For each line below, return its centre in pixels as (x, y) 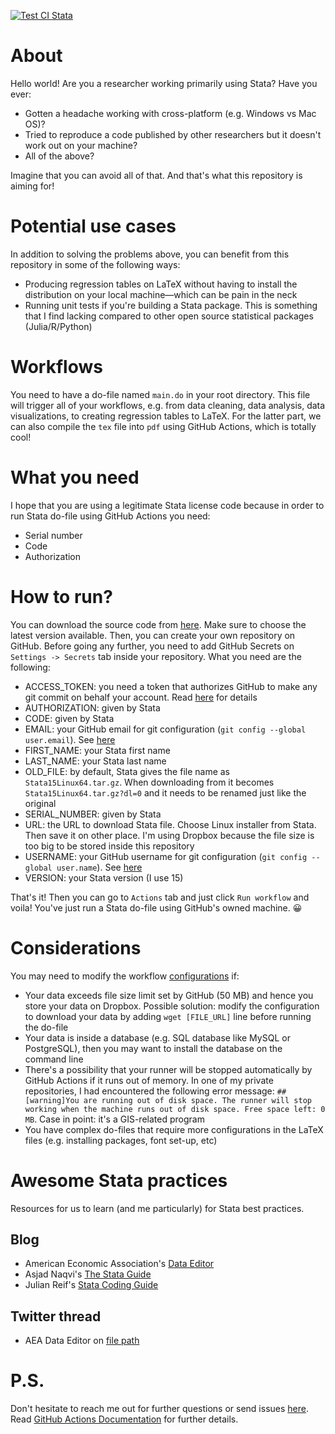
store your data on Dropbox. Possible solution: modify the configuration (172, 1006)
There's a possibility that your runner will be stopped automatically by (168, 1069)
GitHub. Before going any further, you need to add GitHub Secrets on (152, 646)
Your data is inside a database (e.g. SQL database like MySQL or (157, 1037)
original (40, 803)
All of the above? (59, 156)
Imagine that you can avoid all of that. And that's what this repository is (156, 175)
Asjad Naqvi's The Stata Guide (88, 1274)
